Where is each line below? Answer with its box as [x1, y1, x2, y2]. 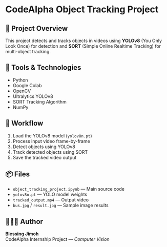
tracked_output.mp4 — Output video [12, 197, 89, 203]
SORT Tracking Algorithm [12, 98, 67, 105]
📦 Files [5, 170, 30, 179]
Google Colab [12, 82, 42, 88]
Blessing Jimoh [5, 231, 39, 237]
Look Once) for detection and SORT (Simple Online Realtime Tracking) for [5, 43, 161, 49]
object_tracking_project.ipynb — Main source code [12, 186, 124, 192]
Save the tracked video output [12, 154, 77, 160]
